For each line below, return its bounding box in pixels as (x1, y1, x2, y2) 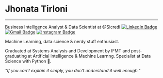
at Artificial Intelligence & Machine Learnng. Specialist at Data (28, 53, 151, 59)
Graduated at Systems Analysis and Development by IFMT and (5, 47, 130, 54)
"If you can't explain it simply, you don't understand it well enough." (5, 67, 141, 73)
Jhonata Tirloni (5, 3, 68, 15)
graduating (5, 53, 27, 59)
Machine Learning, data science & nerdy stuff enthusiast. (5, 38, 119, 44)
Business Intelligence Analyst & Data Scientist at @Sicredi (5, 24, 120, 30)
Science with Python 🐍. (5, 58, 52, 64)
